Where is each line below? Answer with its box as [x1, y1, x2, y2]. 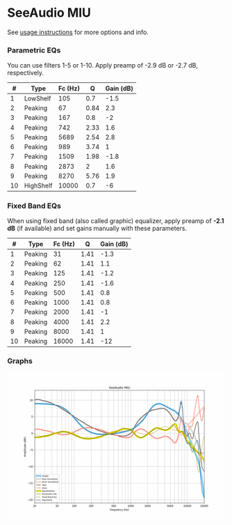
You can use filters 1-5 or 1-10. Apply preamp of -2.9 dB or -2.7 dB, [7, 61, 199, 70]
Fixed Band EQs [7, 201, 61, 211]
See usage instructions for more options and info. [7, 28, 149, 36]
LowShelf [24, 94, 51, 102]
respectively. [7, 68, 44, 77]
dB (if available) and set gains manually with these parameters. [7, 225, 188, 233]
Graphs [7, 356, 33, 366]
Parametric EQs [7, 45, 61, 55]
